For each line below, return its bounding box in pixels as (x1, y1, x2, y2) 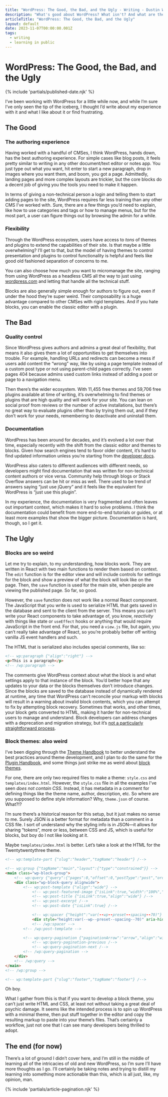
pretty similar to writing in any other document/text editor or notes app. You (5, 161, 161, 167)
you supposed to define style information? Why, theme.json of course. (5, 796, 150, 802)
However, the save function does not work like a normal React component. (5, 597, 158, 603)
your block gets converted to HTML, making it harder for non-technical (5, 709, 151, 715)
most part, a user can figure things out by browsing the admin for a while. (5, 213, 156, 219)
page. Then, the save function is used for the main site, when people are (5, 582, 154, 588)
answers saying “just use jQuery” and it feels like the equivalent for (5, 483, 143, 489)
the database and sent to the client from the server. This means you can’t (5, 608, 156, 614)
